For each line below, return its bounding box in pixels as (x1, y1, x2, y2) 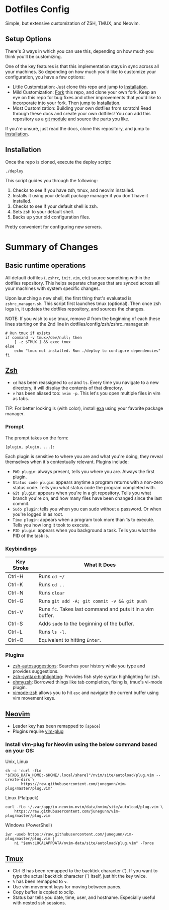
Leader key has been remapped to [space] (12, 723, 101, 729)
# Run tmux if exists (5, 331, 51, 336)
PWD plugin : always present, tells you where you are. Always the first (12, 468, 155, 474)
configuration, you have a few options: (5, 74, 85, 80)
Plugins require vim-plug (12, 728, 64, 734)
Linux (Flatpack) (5, 795, 39, 801)
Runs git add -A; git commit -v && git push (38, 597, 147, 604)
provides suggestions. (12, 668, 59, 674)
